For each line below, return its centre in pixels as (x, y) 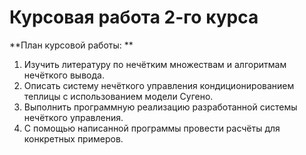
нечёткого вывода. (64, 75)
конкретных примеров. (73, 138)
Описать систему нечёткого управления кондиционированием (159, 85)
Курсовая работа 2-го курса (134, 17)
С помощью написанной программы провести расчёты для (152, 128)
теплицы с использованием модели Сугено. (118, 96)
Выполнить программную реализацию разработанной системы (160, 107)
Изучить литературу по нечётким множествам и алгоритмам (155, 64)
